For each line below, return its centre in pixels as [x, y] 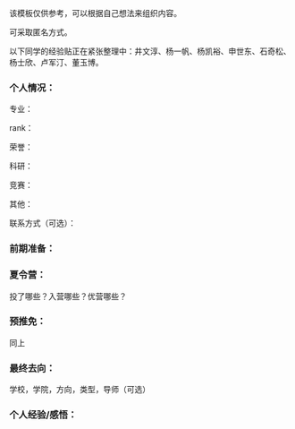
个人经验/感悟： [43, 415]
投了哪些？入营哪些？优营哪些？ [68, 296]
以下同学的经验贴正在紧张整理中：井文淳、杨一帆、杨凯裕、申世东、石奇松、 [150, 51]
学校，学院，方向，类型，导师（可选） [80, 390]
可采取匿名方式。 [41, 32]
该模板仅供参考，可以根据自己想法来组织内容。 [95, 13]
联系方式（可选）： [42, 223]
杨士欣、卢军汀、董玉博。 [56, 62]
